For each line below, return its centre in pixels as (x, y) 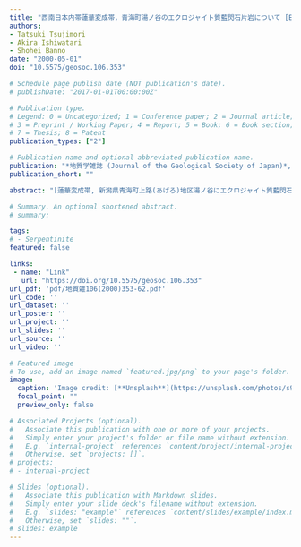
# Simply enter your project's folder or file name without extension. (150, 438)
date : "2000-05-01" (46, 59)
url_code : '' (34, 297)
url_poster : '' (38, 314)
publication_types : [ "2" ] (57, 141)
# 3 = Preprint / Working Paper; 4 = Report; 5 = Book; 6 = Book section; (152, 125)
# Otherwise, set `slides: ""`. (74, 520)
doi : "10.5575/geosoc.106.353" (68, 68)
